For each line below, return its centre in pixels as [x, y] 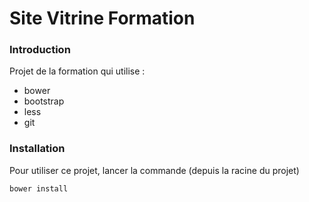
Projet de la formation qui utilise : [77, 71]
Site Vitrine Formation [102, 18]
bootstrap [44, 101]
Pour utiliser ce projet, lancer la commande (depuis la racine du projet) [154, 170]
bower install [39, 188]
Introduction [40, 50]
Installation [37, 149]
